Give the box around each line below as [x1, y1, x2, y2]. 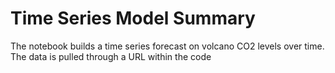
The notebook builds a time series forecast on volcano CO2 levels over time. [10, 40, 325, 52]
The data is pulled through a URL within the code [10, 50, 212, 62]
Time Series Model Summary [10, 7, 256, 30]
